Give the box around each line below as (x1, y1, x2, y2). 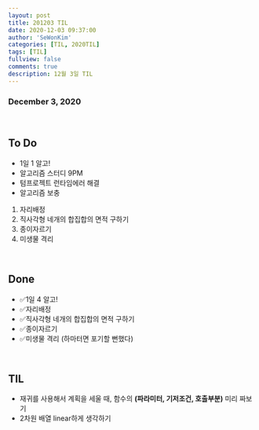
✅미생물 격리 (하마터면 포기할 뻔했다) (19, 333, 133, 343)
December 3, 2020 (8, 96, 82, 107)
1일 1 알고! (19, 158, 51, 167)
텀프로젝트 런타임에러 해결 (19, 178, 100, 187)
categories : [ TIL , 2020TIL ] (8, 41, 100, 49)
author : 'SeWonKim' (8, 33, 72, 42)
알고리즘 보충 (19, 188, 60, 197)
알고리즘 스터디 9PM (19, 168, 84, 178)
